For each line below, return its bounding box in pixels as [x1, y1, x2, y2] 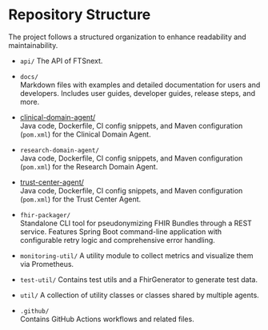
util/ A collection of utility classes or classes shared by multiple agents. [19, 290, 260, 300]
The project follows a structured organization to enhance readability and [8, 32, 246, 42]
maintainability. [8, 40, 58, 50]
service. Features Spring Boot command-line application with [19, 226, 222, 237]
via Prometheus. [19, 259, 74, 268]
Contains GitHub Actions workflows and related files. [19, 314, 194, 324]
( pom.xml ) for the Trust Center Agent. [19, 194, 142, 204]
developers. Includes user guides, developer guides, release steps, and [19, 88, 256, 97]
